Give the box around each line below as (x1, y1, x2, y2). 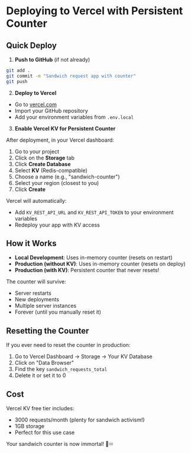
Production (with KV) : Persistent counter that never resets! (14, 267, 160, 274)
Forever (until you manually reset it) (14, 308, 102, 315)
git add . (6, 68, 31, 74)
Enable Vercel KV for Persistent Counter (14, 125, 116, 132)
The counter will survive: (6, 278, 66, 285)
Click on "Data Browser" (14, 359, 75, 366)
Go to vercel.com (14, 101, 57, 108)
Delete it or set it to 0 (14, 372, 66, 379)
